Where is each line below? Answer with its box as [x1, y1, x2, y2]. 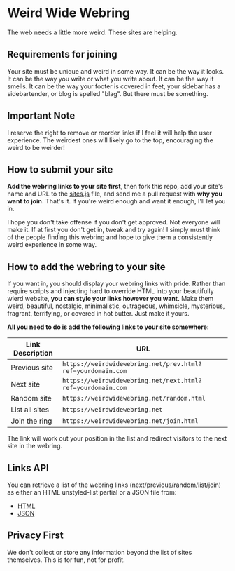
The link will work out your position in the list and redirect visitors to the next [7, 434, 227, 443]
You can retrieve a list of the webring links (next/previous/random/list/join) [7, 481, 222, 489]
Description [13, 349, 54, 358]
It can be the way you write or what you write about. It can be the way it [7, 74, 214, 83]
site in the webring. [7, 442, 63, 450]
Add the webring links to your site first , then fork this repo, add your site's [7, 182, 224, 191]
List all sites [10, 405, 50, 415]
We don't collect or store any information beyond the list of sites [7, 548, 192, 556]
